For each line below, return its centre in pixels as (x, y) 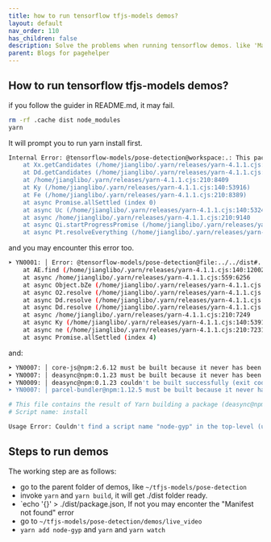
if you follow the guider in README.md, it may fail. (92, 105)
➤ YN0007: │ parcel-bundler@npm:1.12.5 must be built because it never (131, 390)
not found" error (47, 512)
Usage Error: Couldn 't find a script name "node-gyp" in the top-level (131, 427)
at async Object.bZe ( (61, 285)
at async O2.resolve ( (61, 292)
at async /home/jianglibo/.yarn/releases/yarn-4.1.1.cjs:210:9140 (137, 217)
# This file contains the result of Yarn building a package (113, 405)
